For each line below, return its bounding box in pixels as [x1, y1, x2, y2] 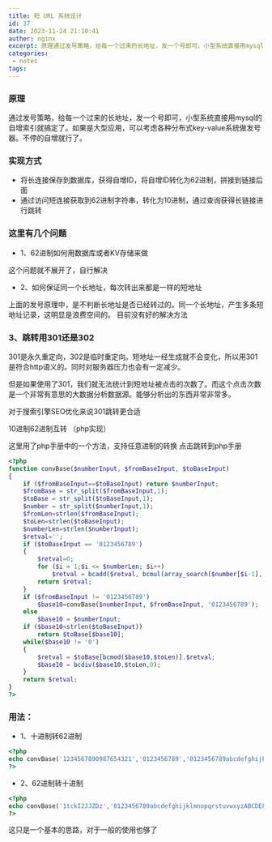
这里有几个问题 [8, 228, 67, 239]
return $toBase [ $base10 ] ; [37, 630, 125, 639]
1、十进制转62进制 [19, 731, 83, 742]
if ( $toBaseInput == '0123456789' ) [23, 540, 143, 548]
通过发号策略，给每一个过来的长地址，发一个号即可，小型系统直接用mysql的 [8, 113, 263, 122]
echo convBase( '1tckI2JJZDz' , [8, 801, 111, 810]
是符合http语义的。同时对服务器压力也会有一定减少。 [8, 361, 185, 371]
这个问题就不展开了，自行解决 [8, 265, 108, 275]
